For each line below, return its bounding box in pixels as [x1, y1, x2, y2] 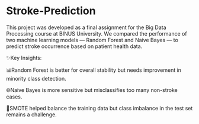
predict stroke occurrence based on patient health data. [6, 43, 143, 50]
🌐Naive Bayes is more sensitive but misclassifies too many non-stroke [6, 86, 178, 93]
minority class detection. [6, 75, 66, 82]
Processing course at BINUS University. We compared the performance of [6, 30, 188, 37]
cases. [6, 93, 23, 100]
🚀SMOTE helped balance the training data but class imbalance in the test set [6, 104, 193, 112]
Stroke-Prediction [6, 4, 96, 18]
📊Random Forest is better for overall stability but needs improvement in [6, 66, 182, 74]
